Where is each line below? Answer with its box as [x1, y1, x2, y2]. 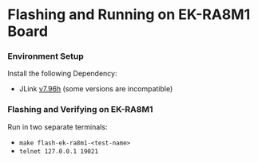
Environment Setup [7, 51, 85, 62]
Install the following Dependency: [7, 69, 117, 79]
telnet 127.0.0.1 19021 [18, 147, 99, 156]
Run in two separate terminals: [7, 121, 108, 132]
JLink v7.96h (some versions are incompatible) [18, 84, 173, 94]
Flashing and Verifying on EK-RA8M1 [7, 104, 153, 115]
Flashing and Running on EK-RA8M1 [7, 6, 251, 24]
